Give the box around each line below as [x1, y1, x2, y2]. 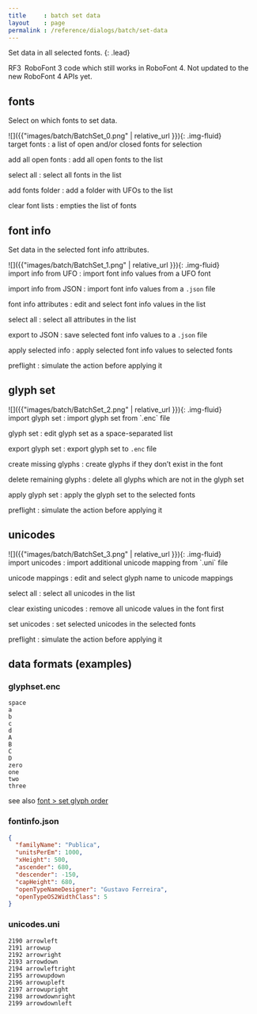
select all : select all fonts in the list [8, 170, 122, 180]
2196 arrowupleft [8, 978, 66, 986]
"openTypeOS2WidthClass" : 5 [15, 893, 108, 901]
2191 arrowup [8, 943, 51, 951]
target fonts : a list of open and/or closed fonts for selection [8, 139, 202, 149]
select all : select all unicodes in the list [8, 588, 136, 598]
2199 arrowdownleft [8, 999, 73, 1007]
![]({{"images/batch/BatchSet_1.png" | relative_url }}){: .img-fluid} [8, 261, 220, 269]
